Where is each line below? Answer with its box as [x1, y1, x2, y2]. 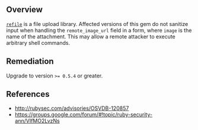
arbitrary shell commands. [6, 39, 70, 46]
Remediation [6, 56, 55, 67]
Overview [6, 5, 43, 15]
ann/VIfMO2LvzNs [14, 118, 60, 125]
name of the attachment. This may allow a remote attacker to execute [6, 32, 176, 40]
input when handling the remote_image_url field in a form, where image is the [6, 27, 192, 34]
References [6, 89, 50, 99]
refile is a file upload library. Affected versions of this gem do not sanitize [6, 20, 189, 27]
